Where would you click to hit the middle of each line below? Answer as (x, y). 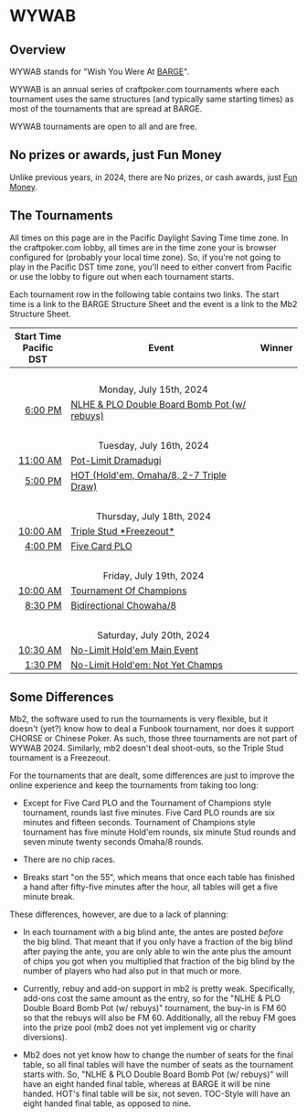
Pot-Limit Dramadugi (116, 460)
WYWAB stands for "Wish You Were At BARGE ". (100, 71)
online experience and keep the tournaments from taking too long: (134, 785)
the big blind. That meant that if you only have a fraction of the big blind (158, 942)
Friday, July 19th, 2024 (153, 575)
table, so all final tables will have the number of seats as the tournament (158, 1065)
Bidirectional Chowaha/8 (123, 605)
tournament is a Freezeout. (60, 758)
